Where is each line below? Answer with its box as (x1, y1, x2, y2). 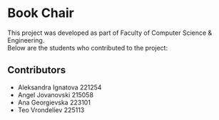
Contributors (7, 64, 66, 76)
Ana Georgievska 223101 (17, 98, 91, 107)
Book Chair (7, 5, 75, 21)
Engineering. (7, 36, 45, 44)
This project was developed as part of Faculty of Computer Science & (7, 28, 213, 37)
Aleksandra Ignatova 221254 (17, 83, 102, 92)
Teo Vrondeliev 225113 (17, 105, 85, 114)
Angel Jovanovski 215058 (17, 90, 94, 99)
